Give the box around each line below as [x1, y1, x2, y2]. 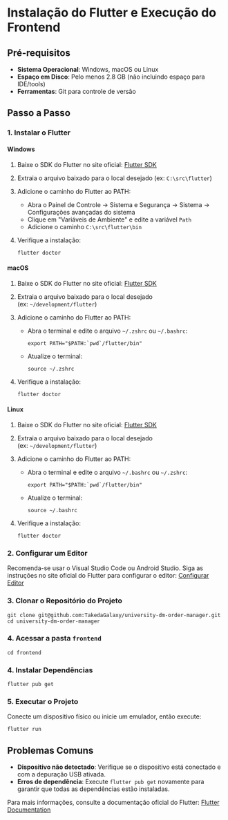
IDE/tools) [17, 80, 46, 88]
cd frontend [7, 649, 41, 656]
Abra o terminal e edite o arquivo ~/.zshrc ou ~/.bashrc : [27, 326, 188, 335]
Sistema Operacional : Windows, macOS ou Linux [17, 66, 159, 73]
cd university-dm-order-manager [7, 618, 100, 625]
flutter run [7, 726, 41, 733]
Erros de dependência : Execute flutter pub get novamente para [17, 778, 205, 786]
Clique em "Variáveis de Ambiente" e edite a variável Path [27, 215, 192, 224]
